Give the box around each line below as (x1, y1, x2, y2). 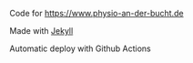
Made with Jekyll (9, 26, 74, 36)
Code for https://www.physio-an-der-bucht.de (9, 8, 184, 18)
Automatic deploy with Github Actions (9, 43, 152, 54)
